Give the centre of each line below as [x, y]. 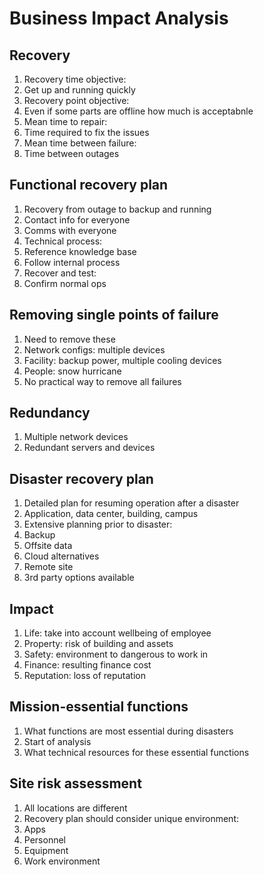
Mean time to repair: [65, 121]
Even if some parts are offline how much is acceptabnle [138, 111]
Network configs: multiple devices [94, 349]
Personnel [44, 839]
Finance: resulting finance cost [87, 665]
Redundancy [50, 413]
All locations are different [75, 808]
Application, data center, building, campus [111, 514]
